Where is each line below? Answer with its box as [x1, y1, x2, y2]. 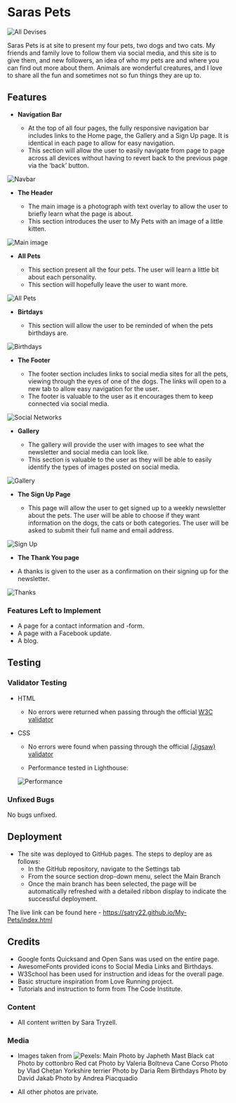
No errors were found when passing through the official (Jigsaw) [27, 742, 216, 751]
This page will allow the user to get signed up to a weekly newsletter [27, 504, 226, 512]
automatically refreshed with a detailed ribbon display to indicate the [27, 887, 227, 895]
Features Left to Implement [7, 606, 102, 616]
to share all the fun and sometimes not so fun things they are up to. [7, 71, 202, 79]
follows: [17, 857, 41, 865]
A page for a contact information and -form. [17, 622, 145, 630]
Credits [7, 936, 41, 948]
